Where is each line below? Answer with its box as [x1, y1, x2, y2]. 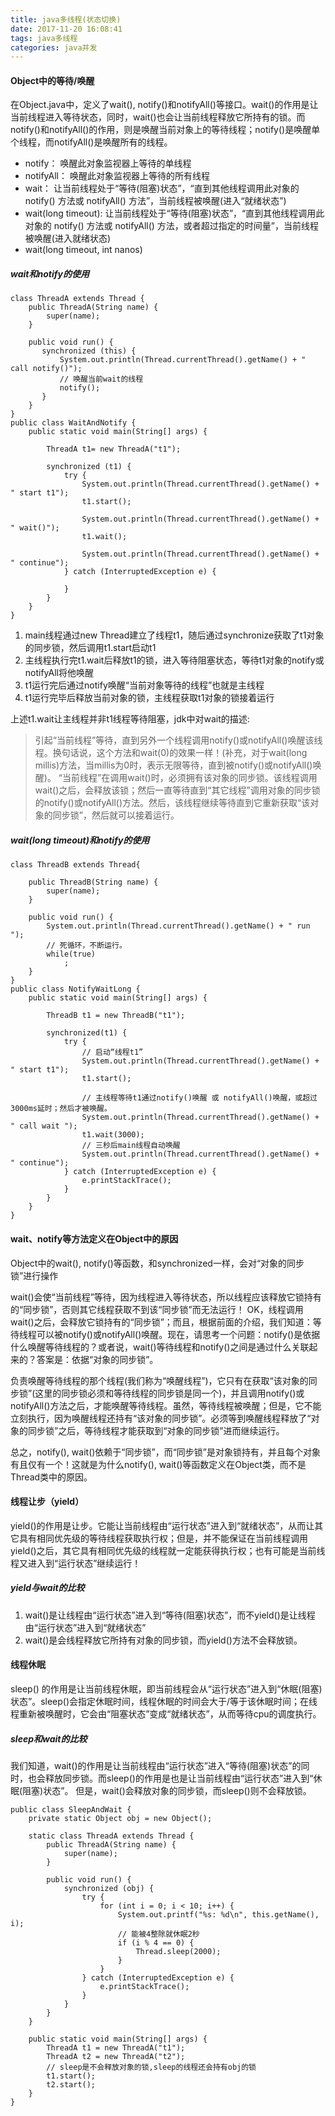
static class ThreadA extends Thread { [28, 1831, 195, 1841]
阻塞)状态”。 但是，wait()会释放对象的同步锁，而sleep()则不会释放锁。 [22, 1784, 312, 1796]
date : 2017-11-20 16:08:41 [10, 24, 123, 34]
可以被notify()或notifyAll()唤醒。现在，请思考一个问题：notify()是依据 [36, 1328, 321, 1340]
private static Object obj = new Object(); [28, 1813, 213, 1823]
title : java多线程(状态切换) [10, 14, 122, 25]
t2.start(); [46, 2079, 97, 2090]
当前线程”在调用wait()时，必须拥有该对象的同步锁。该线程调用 [62, 772, 318, 784]
